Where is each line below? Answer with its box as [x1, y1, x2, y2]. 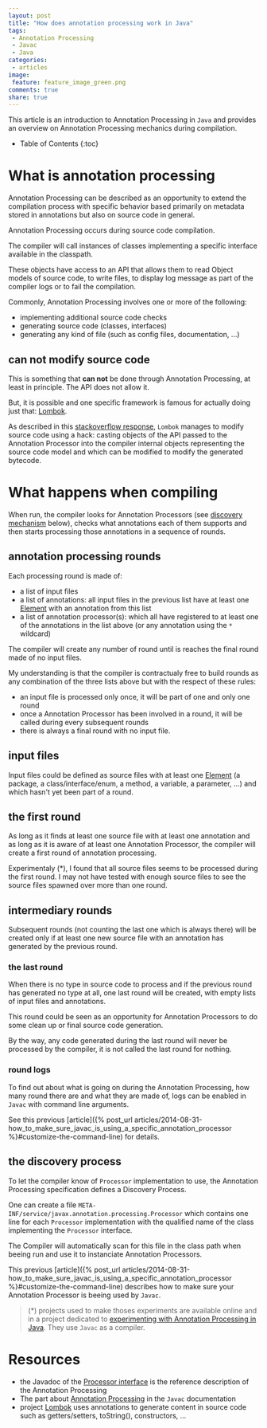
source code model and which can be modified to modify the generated [8, 447, 244, 457]
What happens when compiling [8, 484, 219, 502]
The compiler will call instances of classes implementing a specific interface [8, 241, 258, 251]
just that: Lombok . [8, 406, 68, 415]
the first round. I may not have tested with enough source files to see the [8, 872, 246, 881]
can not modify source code [8, 352, 150, 367]
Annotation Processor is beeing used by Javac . [8, 1290, 161, 1300]
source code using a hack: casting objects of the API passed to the [8, 430, 228, 439]
